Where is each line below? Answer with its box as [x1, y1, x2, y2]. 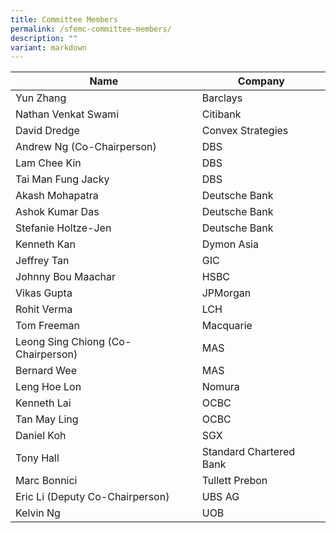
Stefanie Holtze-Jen [15, 221, 112, 235]
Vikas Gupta [15, 286, 73, 300]
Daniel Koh [15, 429, 67, 443]
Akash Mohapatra [15, 189, 99, 203]
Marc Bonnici [15, 474, 78, 488]
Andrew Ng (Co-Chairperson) [15, 140, 157, 154]
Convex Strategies [201, 124, 289, 138]
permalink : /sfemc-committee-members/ [10, 24, 172, 34]
